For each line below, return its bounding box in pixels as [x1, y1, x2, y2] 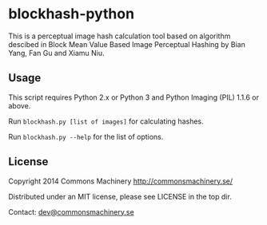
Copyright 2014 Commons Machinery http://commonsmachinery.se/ [8, 176, 233, 186]
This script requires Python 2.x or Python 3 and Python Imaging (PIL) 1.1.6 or [8, 93, 260, 102]
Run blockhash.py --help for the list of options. [8, 132, 164, 141]
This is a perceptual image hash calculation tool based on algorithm [8, 31, 231, 41]
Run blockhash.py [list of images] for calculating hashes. [8, 116, 204, 126]
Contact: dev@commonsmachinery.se [8, 207, 134, 216]
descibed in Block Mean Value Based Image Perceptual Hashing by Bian [8, 39, 245, 49]
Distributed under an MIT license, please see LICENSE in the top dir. [8, 191, 232, 201]
